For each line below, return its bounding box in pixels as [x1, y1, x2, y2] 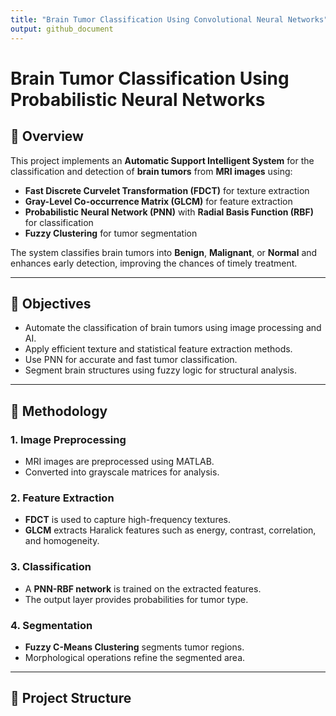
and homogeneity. [24, 535, 100, 547]
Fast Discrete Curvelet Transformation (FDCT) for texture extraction [24, 184, 310, 196]
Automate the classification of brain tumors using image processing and [24, 322, 322, 334]
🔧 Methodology [10, 402, 108, 420]
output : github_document [10, 24, 114, 34]
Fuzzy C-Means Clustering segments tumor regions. [24, 641, 245, 653]
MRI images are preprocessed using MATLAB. [24, 456, 215, 467]
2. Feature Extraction [10, 491, 115, 505]
